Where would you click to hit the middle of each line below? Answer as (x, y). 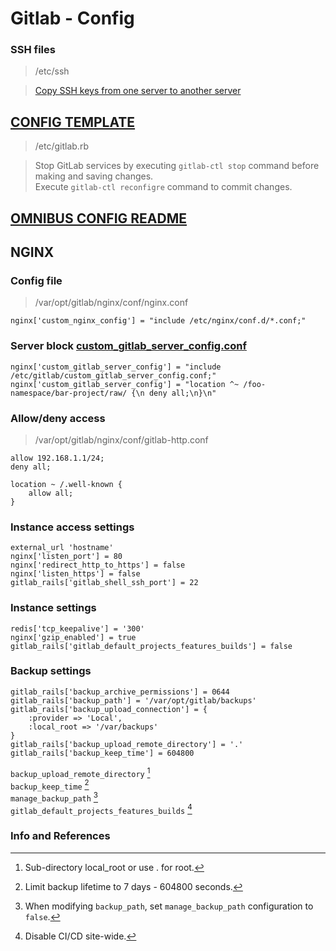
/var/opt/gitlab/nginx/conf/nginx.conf (111, 303)
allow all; (51, 493)
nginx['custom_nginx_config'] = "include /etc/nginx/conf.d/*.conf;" (158, 321)
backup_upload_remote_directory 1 (80, 772)
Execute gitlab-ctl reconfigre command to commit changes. (163, 187)
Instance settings (53, 608)
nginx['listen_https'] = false (75, 574)
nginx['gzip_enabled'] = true (73, 637)
